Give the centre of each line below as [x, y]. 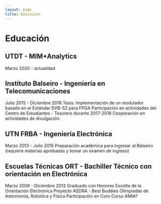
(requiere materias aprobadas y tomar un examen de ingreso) [67, 151]
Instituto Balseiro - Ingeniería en [55, 83]
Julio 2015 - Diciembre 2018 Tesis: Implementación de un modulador [74, 103]
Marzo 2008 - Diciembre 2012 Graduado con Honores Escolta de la [73, 185]
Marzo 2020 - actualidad [30, 68]
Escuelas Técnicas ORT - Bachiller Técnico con [79, 166]
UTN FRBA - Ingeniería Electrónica [59, 134]
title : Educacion [23, 14]
